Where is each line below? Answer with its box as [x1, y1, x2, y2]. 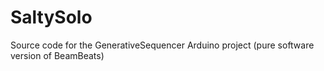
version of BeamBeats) [10, 49, 105, 61]
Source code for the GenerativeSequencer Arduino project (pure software [10, 39, 315, 51]
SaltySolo [10, 6, 93, 29]
